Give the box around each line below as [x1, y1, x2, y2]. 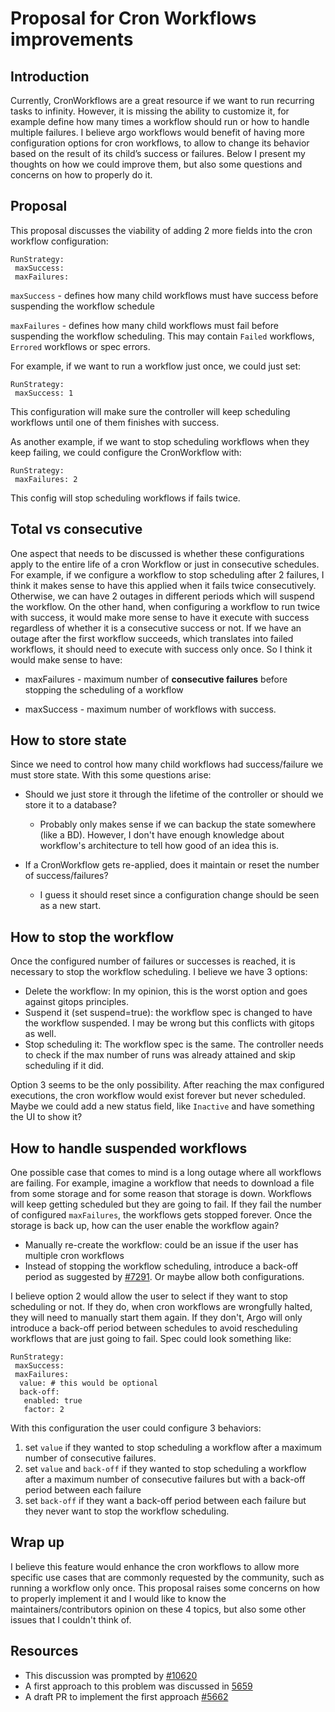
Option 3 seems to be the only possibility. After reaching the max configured [10, 1079, 325, 1091]
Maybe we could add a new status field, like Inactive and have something [10, 1100, 315, 1112]
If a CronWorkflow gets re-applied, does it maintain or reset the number [24, 859, 320, 871]
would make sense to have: [10, 653, 123, 666]
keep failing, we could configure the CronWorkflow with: [10, 446, 242, 458]
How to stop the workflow [10, 928, 175, 946]
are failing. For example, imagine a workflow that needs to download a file [10, 1177, 315, 1189]
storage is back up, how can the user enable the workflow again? [10, 1220, 280, 1232]
